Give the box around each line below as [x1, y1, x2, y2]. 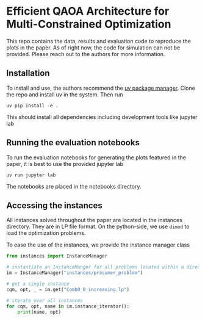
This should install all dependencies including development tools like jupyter [6, 113, 198, 120]
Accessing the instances [6, 200, 103, 211]
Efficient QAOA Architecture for [6, 4, 170, 18]
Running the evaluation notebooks [6, 137, 140, 148]
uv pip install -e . [6, 103, 59, 109]
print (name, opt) [17, 309, 62, 315]
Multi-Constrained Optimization [6, 17, 171, 31]
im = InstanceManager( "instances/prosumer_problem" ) [6, 270, 143, 276]
